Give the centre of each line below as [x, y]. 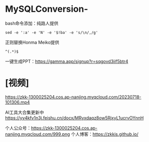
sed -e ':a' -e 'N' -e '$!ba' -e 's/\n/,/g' [52, 32]
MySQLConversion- [47, 9]
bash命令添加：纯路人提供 [32, 23]
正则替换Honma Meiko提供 [32, 42]
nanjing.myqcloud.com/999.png [37, 134]
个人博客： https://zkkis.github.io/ [105, 134]
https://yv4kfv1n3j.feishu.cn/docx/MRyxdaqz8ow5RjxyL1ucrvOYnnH [74, 118]
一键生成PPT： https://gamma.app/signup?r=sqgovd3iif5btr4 [67, 61]
